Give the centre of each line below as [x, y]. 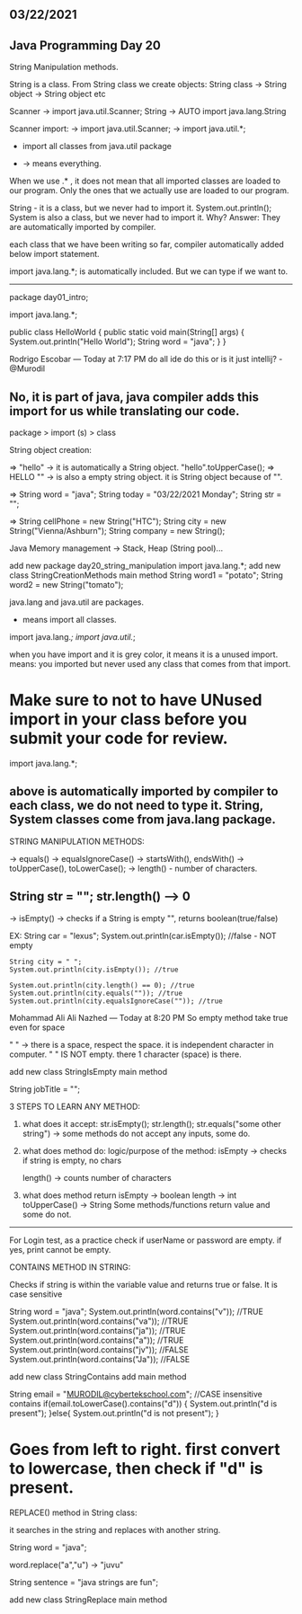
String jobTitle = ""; [45, 1089]
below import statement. [55, 254]
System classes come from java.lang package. [143, 820]
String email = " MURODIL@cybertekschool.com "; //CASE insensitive [136, 1394]
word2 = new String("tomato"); [67, 585]
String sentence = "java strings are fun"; [84, 1582]
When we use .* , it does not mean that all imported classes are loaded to [145, 181]
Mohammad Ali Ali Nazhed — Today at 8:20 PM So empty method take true [149, 1017]
